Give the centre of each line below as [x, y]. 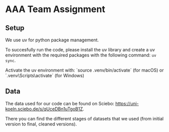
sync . [11, 60]
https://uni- [127, 103]
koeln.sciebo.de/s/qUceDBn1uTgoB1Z [44, 109]
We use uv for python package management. [52, 40]
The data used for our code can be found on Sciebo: [60, 103]
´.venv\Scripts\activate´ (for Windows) [45, 76]
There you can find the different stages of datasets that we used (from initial [84, 118]
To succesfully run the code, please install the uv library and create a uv [80, 50]
